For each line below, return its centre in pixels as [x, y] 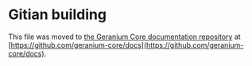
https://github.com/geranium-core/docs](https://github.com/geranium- [127, 45]
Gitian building [58, 15]
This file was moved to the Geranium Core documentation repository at [124, 37]
